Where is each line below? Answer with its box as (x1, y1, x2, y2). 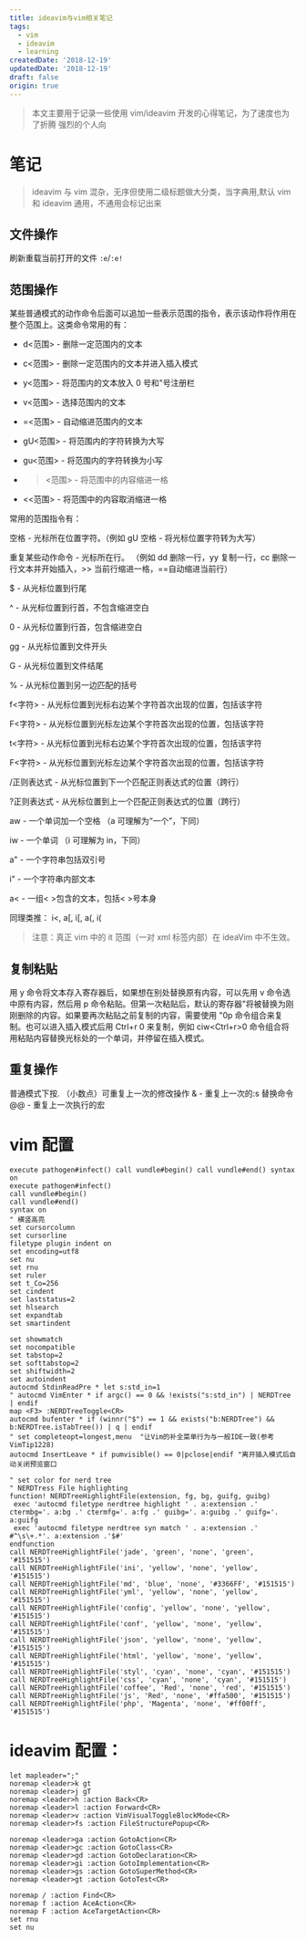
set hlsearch (9, 1302, 59, 1312)
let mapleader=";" (9, 1771, 79, 1780)
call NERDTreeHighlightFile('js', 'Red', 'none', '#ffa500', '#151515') (9, 1691, 291, 1700)
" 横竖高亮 (9, 1214, 46, 1224)
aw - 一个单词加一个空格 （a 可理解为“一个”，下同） (9, 816, 205, 827)
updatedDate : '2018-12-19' (9, 65, 112, 74)
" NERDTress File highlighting (9, 1484, 128, 1493)
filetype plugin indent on (9, 1238, 112, 1248)
